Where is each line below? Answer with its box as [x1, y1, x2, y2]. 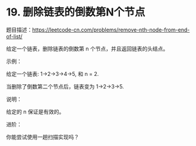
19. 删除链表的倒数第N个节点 [6, 5, 146, 19]
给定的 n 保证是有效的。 [6, 108, 65, 115]
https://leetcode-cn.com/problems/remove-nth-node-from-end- [32, 26, 190, 33]
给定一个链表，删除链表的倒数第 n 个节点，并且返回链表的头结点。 [6, 45, 169, 52]
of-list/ [6, 33, 23, 40]
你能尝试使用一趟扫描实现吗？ [6, 133, 79, 140]
